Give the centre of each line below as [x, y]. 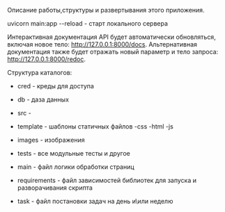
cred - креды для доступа [55, 86]
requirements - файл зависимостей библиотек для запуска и [107, 180]
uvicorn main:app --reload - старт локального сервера [88, 23]
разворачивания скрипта [55, 188]
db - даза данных [43, 99]
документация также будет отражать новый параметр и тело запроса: [113, 52]
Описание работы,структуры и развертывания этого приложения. [106, 10]
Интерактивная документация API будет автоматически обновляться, [111, 37]
